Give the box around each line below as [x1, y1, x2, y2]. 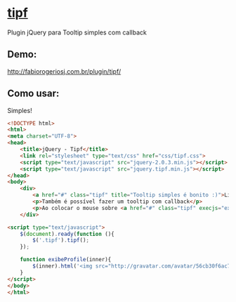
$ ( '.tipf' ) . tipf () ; [32, 237, 90, 244]
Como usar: [7, 88, 60, 100]
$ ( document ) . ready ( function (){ [20, 230, 114, 237]
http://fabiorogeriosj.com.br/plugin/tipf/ [7, 67, 122, 75]
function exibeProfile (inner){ [20, 256, 112, 263]
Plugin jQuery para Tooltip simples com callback [7, 28, 147, 37]
